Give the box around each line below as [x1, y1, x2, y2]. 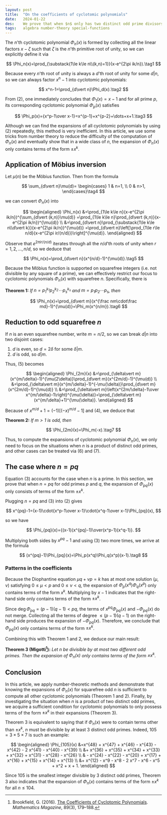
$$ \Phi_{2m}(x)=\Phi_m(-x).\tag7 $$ [46, 426, 121, 433]
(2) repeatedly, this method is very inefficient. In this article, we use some [5, 128, 156, 134]
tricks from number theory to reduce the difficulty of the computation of [5, 133, 153, 139]
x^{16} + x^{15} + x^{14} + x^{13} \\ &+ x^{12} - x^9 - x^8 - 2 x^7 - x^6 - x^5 [7, 757, 160, 763]
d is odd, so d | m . [12, 351, 47, 357]
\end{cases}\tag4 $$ [62, 189, 105, 195]
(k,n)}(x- [143, 214, 161, 220]
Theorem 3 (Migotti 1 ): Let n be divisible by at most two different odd [5, 645, 146, 652]
